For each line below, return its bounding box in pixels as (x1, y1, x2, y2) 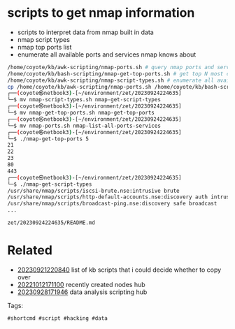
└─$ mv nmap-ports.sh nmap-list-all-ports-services (7, 122, 161, 129)
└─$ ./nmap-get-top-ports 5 (7, 135, 90, 142)
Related (7, 242, 52, 258)
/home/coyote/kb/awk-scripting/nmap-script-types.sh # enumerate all (7, 77, 215, 84)
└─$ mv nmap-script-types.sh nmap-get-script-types (7, 96, 161, 103)
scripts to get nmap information (7, 5, 195, 21)
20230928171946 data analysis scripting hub (17, 288, 148, 296)
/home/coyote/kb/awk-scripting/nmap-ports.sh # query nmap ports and (7, 64, 215, 71)
